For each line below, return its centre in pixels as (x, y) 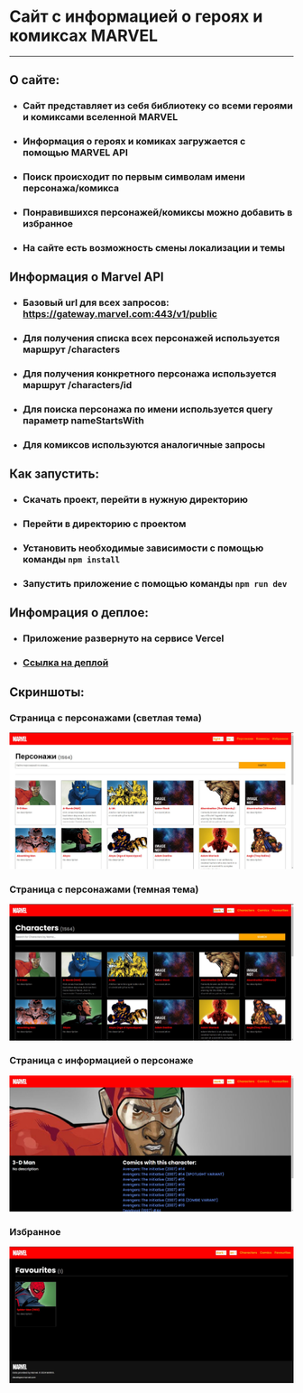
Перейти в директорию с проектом (104, 524)
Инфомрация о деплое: (79, 613)
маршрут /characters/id (77, 385)
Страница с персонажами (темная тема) (104, 889)
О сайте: (35, 80)
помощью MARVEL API (75, 153)
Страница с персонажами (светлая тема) (106, 718)
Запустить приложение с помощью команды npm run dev (155, 584)
